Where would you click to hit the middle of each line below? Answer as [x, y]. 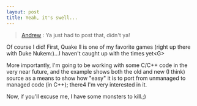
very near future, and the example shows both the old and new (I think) [96, 71]
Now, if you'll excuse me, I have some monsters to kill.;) [76, 96]
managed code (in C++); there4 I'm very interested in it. [77, 84]
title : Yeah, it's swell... [42, 18]
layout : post [23, 12]
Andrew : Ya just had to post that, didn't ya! [76, 35]
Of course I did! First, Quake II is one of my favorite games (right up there [98, 47]
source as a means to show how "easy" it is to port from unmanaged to [96, 78]
